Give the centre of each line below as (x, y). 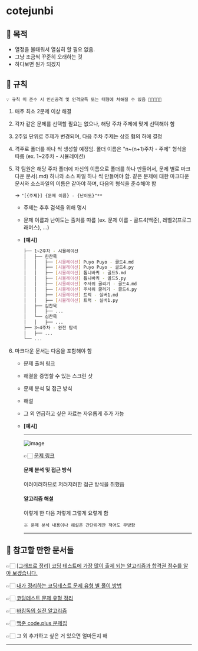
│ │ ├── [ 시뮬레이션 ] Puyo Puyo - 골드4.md (79, 262)
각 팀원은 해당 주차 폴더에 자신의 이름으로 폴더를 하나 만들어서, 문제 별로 (97, 169)
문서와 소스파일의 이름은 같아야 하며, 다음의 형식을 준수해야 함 (85, 183)
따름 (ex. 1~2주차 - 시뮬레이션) (50, 156)
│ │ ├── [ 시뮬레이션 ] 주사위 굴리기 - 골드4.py (80, 289)
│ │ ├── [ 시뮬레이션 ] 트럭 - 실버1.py (71, 300)
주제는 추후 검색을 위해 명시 (55, 207)
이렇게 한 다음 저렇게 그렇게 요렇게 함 (66, 513)
